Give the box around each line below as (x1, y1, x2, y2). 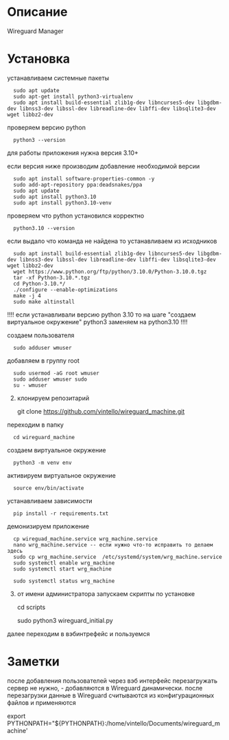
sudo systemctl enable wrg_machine (13, 559, 115, 567)
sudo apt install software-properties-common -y (13, 175, 155, 182)
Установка (7, 51, 71, 67)
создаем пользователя (7, 331, 75, 339)
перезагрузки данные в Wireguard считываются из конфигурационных (7, 691, 215, 699)
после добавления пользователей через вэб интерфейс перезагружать (7, 676, 218, 685)
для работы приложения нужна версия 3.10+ (7, 149, 138, 157)
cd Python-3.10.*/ (13, 280, 67, 287)
